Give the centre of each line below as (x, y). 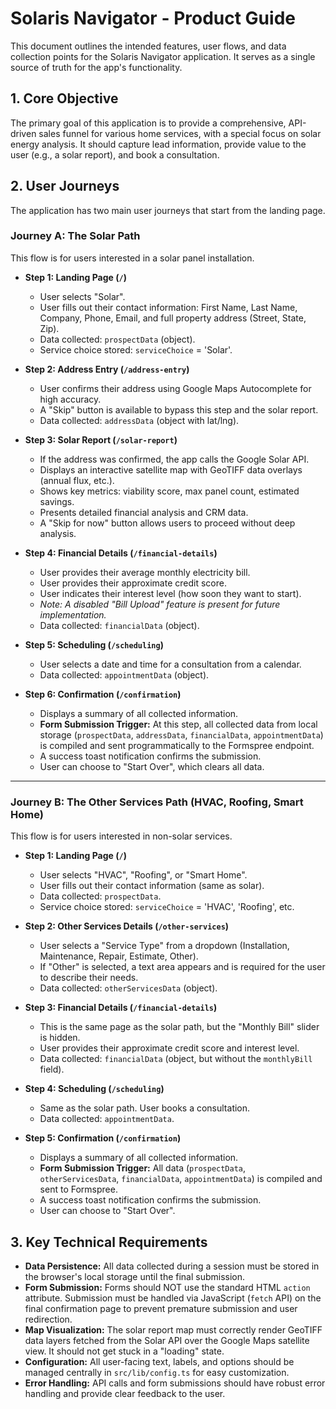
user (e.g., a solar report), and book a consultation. (115, 154)
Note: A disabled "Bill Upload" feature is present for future (160, 604)
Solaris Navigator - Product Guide (153, 18)
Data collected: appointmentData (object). (124, 674)
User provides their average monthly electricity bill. (145, 572)
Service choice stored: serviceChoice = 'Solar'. (136, 349)
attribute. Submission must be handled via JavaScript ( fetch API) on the (173, 1298)
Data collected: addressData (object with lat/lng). (139, 420)
